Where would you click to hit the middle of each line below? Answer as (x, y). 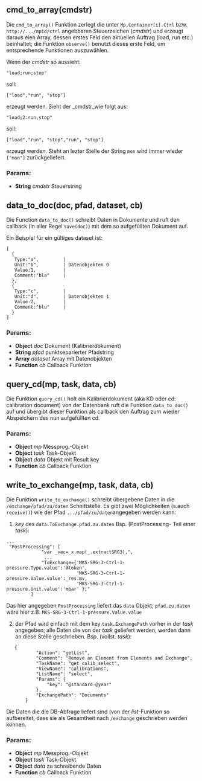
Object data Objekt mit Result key (57, 460)
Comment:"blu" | (40, 307)
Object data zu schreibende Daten (58, 766)
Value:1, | (40, 270)
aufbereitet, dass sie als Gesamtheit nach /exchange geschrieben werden (97, 718)
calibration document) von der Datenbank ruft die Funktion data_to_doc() (97, 405)
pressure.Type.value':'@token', (47, 568)
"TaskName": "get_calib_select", (78, 664)
